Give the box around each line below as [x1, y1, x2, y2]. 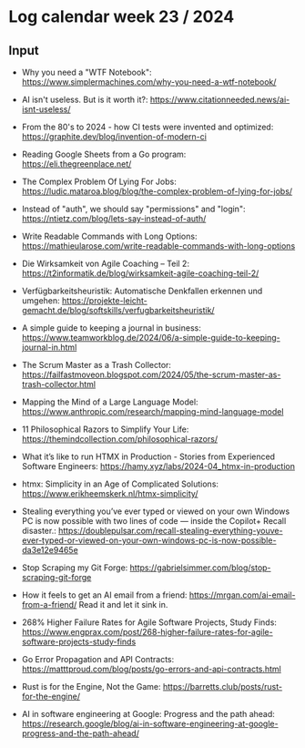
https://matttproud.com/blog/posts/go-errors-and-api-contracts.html [21, 663, 281, 674]
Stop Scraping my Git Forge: [21, 562, 128, 573]
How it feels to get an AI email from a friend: [21, 589, 188, 600]
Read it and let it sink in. [78, 599, 168, 610]
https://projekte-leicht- [61, 295, 147, 306]
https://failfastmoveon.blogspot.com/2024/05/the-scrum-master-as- [21, 369, 281, 380]
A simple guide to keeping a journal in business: [21, 323, 201, 333]
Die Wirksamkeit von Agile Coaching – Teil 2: [21, 258, 190, 269]
